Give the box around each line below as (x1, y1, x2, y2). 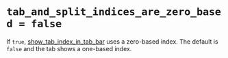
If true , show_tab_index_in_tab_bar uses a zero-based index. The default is (6, 37, 218, 46)
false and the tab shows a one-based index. (6, 44, 132, 53)
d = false (6, 18, 62, 31)
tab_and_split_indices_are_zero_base (6, 5, 222, 18)
